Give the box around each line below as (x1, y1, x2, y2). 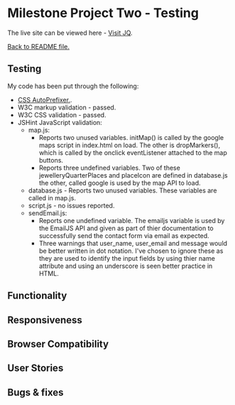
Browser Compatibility (7, 337, 109, 350)
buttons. (38, 156, 64, 164)
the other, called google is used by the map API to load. (38, 178, 201, 187)
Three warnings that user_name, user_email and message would (38, 239, 228, 247)
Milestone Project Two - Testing (7, 5, 199, 21)
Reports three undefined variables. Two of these (38, 163, 181, 172)
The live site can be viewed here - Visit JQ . (7, 28, 133, 37)
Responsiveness (7, 314, 83, 326)
